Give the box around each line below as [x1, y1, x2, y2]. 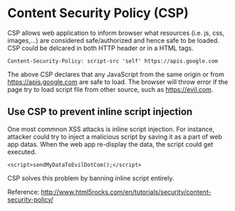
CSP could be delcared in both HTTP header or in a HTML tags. [7, 43, 194, 52]
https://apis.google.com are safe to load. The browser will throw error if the [7, 77, 229, 86]
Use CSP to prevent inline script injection [7, 105, 193, 118]
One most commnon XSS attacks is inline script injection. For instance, [7, 125, 215, 133]
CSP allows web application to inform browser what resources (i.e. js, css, [7, 29, 225, 37]
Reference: [7, 187, 40, 196]
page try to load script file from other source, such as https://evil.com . [7, 85, 214, 93]
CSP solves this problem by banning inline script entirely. [7, 173, 174, 182]
